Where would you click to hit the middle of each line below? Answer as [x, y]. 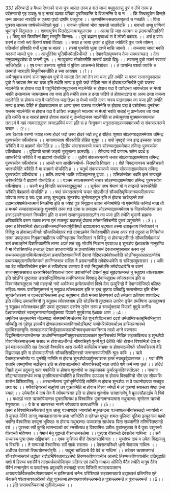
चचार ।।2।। [18, 128]
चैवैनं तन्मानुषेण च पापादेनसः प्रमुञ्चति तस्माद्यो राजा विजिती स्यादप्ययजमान [63, 468]
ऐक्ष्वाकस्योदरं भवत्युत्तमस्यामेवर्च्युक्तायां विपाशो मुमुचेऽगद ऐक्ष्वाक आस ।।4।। [66, 312]
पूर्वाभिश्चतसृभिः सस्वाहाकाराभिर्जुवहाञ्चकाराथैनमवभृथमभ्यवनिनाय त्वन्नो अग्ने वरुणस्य [71, 330]
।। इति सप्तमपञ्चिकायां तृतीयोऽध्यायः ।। [39, 485]
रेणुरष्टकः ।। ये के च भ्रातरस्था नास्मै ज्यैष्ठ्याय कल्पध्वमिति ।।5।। [60, 404]
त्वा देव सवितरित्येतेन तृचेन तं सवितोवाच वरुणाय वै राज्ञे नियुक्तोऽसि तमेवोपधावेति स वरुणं [74, 266]
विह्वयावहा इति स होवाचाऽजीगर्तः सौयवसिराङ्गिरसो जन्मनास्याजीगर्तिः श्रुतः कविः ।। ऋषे [74, 353]
